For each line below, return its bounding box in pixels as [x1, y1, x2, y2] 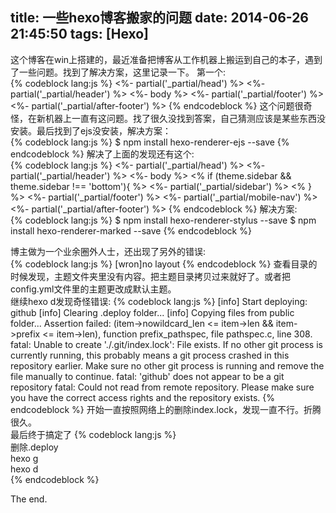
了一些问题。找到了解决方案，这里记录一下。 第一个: [10, 66, 226, 78]
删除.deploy [10, 441, 59, 453]
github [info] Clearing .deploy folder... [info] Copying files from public [10, 306, 295, 318]
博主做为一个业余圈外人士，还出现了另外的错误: [10, 245, 207, 257]
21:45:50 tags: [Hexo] [10, 26, 150, 43]
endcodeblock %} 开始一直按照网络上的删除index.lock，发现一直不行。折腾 [10, 403, 322, 415]
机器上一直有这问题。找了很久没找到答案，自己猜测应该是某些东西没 [44, 112, 326, 124]
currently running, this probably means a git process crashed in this [10, 349, 290, 361]
